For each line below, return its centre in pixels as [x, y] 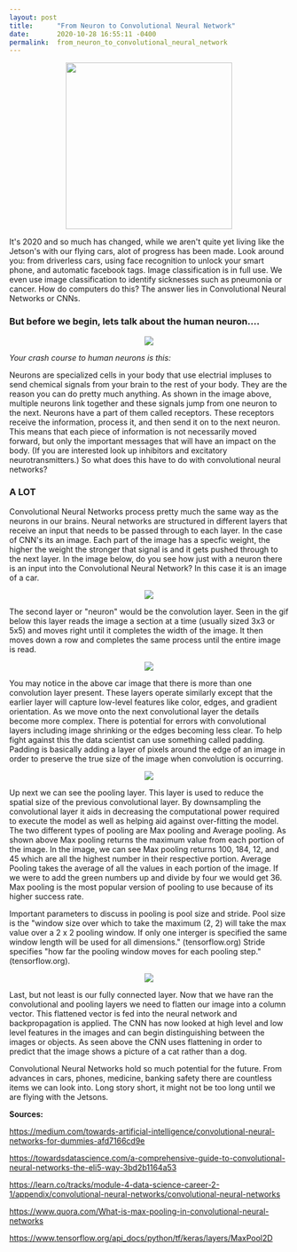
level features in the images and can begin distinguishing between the [137, 1033]
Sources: [26, 1114]
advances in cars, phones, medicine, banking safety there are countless [141, 1078]
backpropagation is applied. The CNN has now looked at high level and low [146, 1023]
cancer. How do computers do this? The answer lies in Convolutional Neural [148, 289]
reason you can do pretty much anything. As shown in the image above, [141, 394]
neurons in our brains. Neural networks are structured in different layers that [148, 521]
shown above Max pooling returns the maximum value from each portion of [147, 840]
